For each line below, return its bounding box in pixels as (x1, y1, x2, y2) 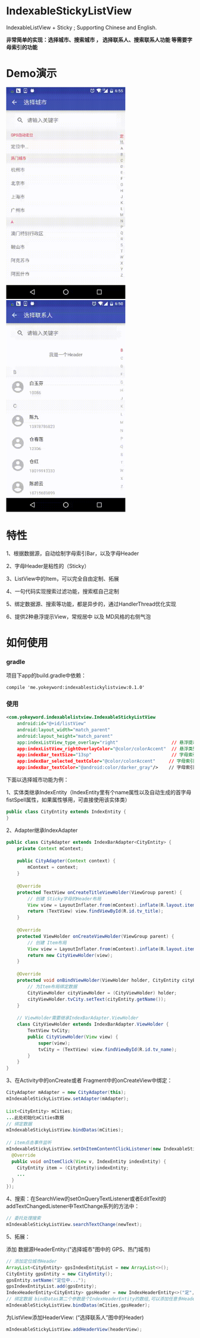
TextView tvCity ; (27, 1028, 70, 1034)
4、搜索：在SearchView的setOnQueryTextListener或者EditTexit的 (6, 1195, 167, 1202)
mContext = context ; (27, 865, 79, 871)
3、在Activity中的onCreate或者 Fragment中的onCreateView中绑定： (6, 1077, 173, 1084)
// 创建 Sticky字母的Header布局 (27, 896, 102, 902)
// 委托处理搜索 (6, 1215, 41, 1221)
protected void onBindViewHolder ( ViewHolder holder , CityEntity (17, 978, 180, 984)
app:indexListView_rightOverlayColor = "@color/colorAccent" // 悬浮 (17, 746, 189, 751)
